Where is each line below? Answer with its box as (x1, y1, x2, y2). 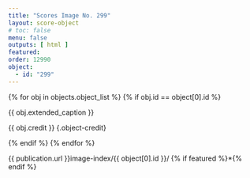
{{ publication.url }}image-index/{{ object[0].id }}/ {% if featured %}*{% (8, 153, 243, 163)
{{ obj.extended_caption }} (8, 108, 95, 117)
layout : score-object (8, 19, 80, 27)
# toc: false (8, 26, 51, 34)
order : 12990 (8, 56, 51, 64)
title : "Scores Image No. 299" (8, 11, 111, 20)
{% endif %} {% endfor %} (8, 138, 95, 147)
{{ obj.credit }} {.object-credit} (8, 123, 106, 132)
